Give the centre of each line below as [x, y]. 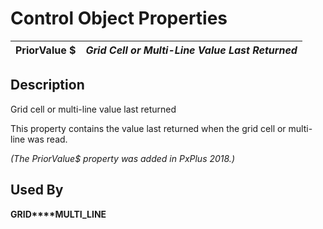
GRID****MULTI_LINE [58, 214]
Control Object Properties [119, 18]
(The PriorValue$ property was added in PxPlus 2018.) [122, 158]
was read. [47, 139]
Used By [37, 190]
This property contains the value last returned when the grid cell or [148, 128]
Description [47, 85]
